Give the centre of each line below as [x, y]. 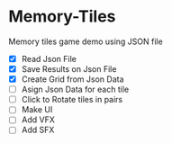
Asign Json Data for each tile [75, 89]
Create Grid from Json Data [72, 79]
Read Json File [49, 58]
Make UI [37, 110]
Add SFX [38, 130]
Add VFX [38, 120]
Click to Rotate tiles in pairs [72, 100]
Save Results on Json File [69, 69]
